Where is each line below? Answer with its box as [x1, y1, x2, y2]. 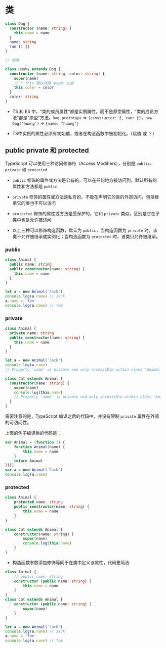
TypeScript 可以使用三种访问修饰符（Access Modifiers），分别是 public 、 [5, 160, 155, 166]
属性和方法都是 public [12, 183, 58, 189]
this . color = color [14, 85, 54, 90]
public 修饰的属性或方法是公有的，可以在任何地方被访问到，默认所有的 [12, 177, 157, 183]
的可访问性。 [5, 419, 31, 426]
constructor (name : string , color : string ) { [9, 71, 105, 76]
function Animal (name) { [14, 444, 65, 449]
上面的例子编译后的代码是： [5, 430, 62, 436]
